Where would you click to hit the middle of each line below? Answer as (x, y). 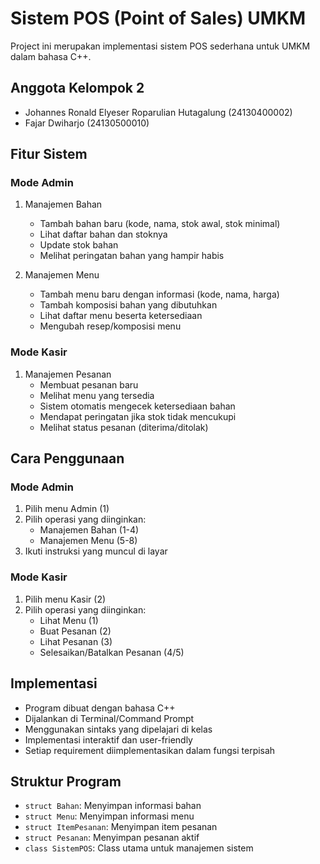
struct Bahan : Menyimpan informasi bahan (113, 806)
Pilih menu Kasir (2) (65, 599)
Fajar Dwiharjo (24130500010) (87, 123)
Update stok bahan (79, 245)
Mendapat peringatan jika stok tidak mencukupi (138, 416)
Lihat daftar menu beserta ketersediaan (121, 316)
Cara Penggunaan (67, 458)
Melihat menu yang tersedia (97, 395)
